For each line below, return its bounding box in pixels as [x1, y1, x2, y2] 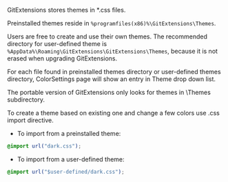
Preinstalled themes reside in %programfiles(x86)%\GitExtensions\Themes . [7, 19, 216, 27]
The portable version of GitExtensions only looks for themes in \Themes [7, 89, 211, 96]
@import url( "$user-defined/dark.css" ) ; [7, 168, 125, 175]
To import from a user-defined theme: [17, 155, 125, 163]
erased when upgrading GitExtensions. [7, 54, 118, 62]
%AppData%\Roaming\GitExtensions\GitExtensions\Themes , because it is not [7, 47, 218, 55]
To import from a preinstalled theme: [17, 130, 121, 137]
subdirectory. [7, 95, 45, 104]
